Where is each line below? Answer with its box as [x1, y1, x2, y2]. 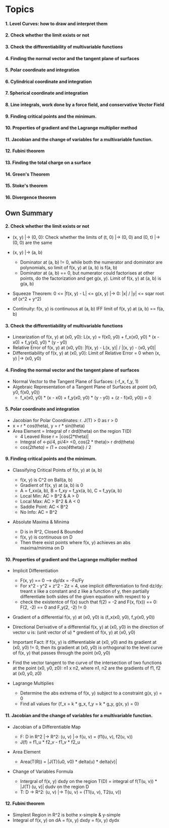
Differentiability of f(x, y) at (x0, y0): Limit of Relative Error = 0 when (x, [12, 350, 160, 356]
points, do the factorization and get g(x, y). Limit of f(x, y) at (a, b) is [20, 275, 161, 281]
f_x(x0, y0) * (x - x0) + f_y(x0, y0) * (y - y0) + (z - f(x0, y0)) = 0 [20, 394, 151, 400]
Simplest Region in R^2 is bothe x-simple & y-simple [12, 811, 121, 818]
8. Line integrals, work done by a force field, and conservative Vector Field [5, 101, 164, 107]
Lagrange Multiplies [12, 680, 54, 686]
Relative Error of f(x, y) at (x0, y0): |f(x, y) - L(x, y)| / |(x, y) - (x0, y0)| [12, 345, 156, 351]
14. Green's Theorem [5, 171, 50, 177]
